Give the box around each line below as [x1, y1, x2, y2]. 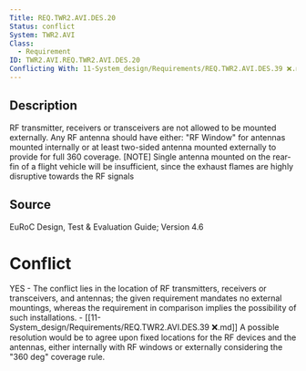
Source [9, 197, 52, 212]
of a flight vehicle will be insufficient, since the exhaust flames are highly [21, 160, 294, 171]
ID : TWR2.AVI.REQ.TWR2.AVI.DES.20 [9, 56, 141, 65]
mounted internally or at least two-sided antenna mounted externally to [9, 141, 277, 152]
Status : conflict [9, 22, 76, 31]
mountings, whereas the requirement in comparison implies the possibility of [9, 303, 297, 314]
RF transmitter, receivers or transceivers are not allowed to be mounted [9, 122, 277, 133]
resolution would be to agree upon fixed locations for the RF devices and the [9, 332, 297, 343]
